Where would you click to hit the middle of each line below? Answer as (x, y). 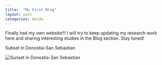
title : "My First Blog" (31, 10)
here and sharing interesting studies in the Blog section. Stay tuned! (75, 38)
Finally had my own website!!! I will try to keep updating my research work (81, 33)
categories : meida (24, 19)
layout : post (19, 14)
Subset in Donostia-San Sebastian (40, 48)
